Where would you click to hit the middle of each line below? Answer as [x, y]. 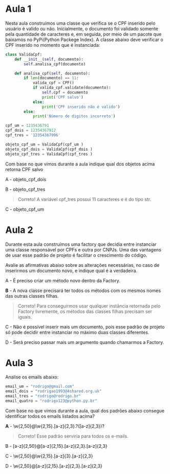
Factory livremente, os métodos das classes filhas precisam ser [85, 311]
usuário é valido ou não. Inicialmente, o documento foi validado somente [82, 28]
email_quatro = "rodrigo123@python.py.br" [51, 401]
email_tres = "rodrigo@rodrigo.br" [43, 396]
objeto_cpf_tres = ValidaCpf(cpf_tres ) [49, 154]
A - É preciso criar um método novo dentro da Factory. [63, 280]
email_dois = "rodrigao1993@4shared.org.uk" [54, 391]
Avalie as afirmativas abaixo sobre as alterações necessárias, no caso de [82, 265]
